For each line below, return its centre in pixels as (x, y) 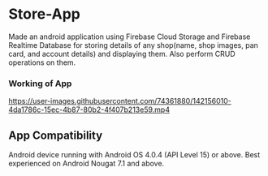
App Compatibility (56, 135)
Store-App (45, 14)
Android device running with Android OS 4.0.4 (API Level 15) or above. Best (134, 155)
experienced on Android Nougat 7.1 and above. (86, 164)
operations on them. (42, 62)
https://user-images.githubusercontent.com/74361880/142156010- (120, 101)
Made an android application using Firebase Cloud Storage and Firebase (130, 36)
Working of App (40, 84)
